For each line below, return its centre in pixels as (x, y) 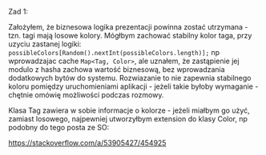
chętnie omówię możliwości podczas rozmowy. (86, 95)
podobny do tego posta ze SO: (59, 127)
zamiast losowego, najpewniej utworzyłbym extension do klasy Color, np (128, 119)
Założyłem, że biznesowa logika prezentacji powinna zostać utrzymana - (128, 27)
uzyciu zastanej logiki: (45, 44)
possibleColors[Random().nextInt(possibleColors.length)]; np (114, 52)
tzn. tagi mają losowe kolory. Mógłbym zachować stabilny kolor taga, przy (130, 36)
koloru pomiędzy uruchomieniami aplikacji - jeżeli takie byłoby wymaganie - (133, 86)
